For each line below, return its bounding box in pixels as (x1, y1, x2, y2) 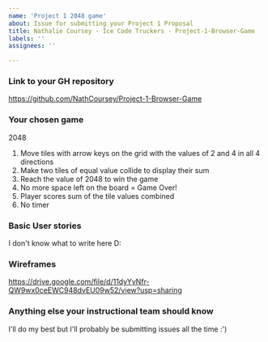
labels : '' (8, 34, 45, 43)
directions (19, 157, 54, 167)
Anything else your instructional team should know (8, 306, 214, 317)
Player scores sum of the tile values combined (19, 191, 175, 201)
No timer (19, 200, 50, 209)
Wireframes (8, 258, 57, 269)
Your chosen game (8, 114, 84, 125)
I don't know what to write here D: (8, 239, 121, 248)
